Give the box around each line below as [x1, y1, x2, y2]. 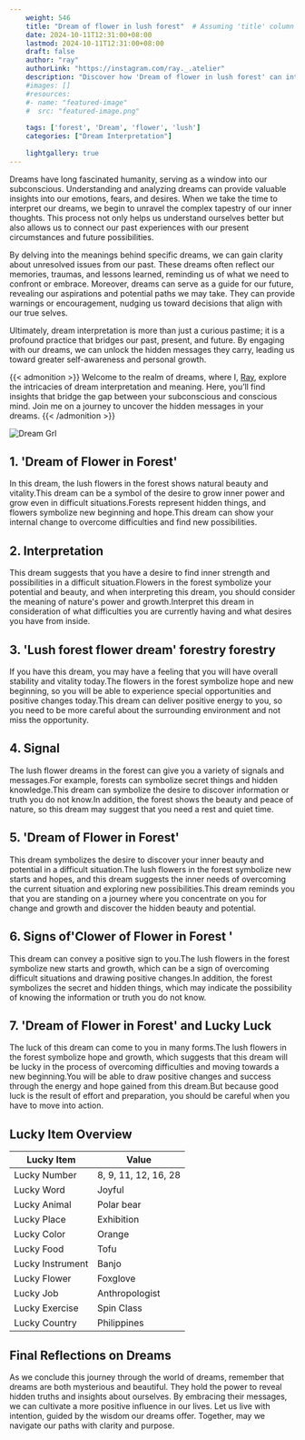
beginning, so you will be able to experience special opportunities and [9, 686, 271, 697]
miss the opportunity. [9, 715, 89, 726]
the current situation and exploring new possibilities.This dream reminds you [9, 883, 295, 894]
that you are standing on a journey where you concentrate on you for [9, 892, 268, 903]
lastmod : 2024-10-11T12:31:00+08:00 [25, 38, 165, 48]
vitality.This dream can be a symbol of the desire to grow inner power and [9, 488, 286, 498]
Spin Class [96, 1302, 143, 1314]
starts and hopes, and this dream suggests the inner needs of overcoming [9, 873, 287, 884]
